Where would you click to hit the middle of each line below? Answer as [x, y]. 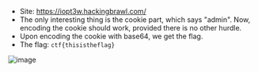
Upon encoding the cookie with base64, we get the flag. [111, 36]
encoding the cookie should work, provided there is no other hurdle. [131, 28]
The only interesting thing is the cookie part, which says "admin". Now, [135, 20]
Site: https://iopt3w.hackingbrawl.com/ [83, 11]
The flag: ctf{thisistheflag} [67, 45]
